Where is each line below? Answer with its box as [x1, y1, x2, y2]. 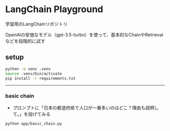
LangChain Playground [5, 4, 104, 15]
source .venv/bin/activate [5, 71, 62, 76]
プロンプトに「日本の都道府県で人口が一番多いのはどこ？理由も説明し [12, 105, 159, 111]
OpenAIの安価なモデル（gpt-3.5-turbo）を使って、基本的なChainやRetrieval [5, 31, 163, 37]
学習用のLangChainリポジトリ [5, 21, 68, 27]
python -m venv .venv [5, 66, 51, 71]
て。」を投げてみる [12, 111, 51, 117]
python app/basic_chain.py [5, 121, 62, 126]
